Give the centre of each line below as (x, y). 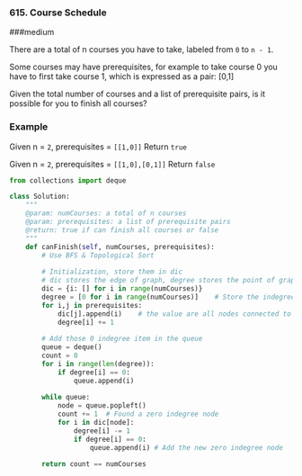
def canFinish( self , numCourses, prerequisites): (120, 247)
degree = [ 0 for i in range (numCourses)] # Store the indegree (169, 297)
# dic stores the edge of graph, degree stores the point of (159, 281)
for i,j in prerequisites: (92, 305)
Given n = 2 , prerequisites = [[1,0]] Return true (98, 147)
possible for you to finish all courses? (79, 103)
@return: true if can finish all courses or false (122, 230)
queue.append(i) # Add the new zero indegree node (186, 447)
